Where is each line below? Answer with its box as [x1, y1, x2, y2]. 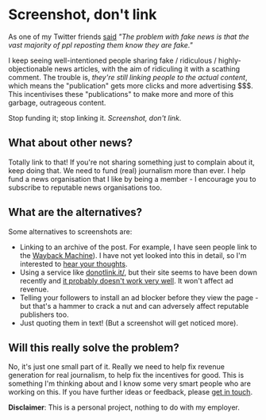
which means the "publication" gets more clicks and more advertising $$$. [8, 81, 253, 91]
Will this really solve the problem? [8, 341, 180, 354]
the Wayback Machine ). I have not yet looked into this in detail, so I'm [19, 250, 247, 260]
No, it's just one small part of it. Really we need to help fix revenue [8, 362, 225, 372]
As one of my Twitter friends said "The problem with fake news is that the [8, 32, 250, 41]
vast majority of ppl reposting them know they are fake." [8, 40, 193, 49]
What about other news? [8, 137, 133, 150]
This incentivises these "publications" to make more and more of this [8, 89, 234, 98]
